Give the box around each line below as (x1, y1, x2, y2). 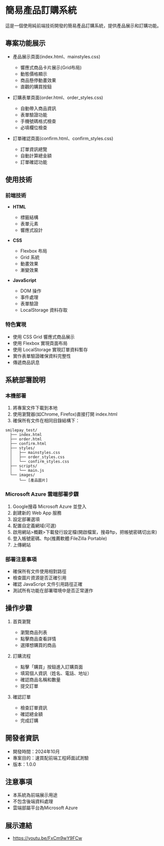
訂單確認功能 (20, 159, 47, 165)
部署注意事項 (5, 556, 37, 563)
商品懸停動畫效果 (20, 77, 57, 83)
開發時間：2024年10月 (12, 748, 60, 754)
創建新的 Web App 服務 (12, 510, 62, 516)
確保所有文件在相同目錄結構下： (12, 418, 80, 424)
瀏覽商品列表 (20, 629, 47, 635)
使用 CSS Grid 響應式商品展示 (12, 333, 75, 340)
